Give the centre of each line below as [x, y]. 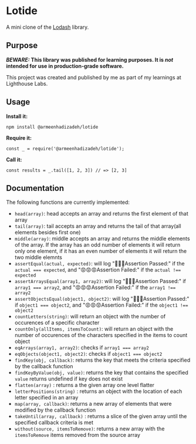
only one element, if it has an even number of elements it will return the [100, 251]
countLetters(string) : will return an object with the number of [90, 317]
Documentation [35, 188]
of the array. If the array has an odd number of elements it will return [97, 245]
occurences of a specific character [57, 323]
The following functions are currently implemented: [68, 202]
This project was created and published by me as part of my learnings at [94, 77]
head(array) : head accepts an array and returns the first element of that [102, 214]
